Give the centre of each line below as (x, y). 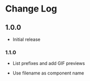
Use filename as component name (48, 73)
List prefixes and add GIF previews (49, 63)
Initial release (26, 39)
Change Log (31, 9)
